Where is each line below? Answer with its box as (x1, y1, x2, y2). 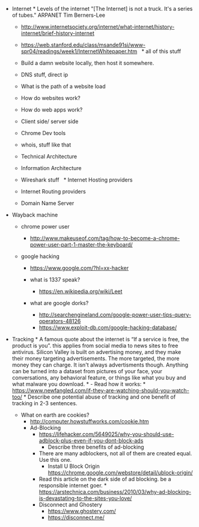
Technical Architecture (20, 153, 77, 160)
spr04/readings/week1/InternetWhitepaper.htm (20, 48, 138, 55)
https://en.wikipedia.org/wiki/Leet (38, 288, 123, 295)
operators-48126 (38, 318, 81, 324)
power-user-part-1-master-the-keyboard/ (29, 241, 133, 248)
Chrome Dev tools (20, 130, 66, 136)
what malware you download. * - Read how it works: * (11, 380, 146, 388)
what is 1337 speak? (29, 276, 81, 283)
